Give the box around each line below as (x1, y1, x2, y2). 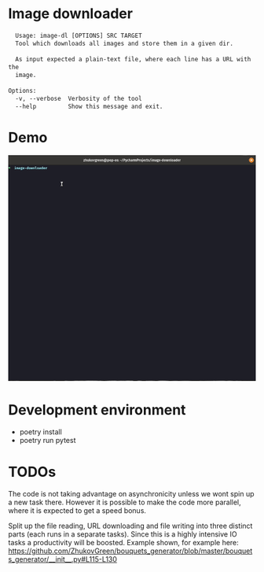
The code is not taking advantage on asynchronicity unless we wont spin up (8, 489, 255, 499)
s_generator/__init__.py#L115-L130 (8, 555, 118, 564)
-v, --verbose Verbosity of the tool (15, 94, 143, 102)
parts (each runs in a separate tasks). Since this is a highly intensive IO (8, 530, 237, 539)
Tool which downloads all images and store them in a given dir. (15, 39, 234, 47)
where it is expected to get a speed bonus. (8, 506, 147, 515)
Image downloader (8, 5, 134, 23)
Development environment (8, 401, 186, 419)
